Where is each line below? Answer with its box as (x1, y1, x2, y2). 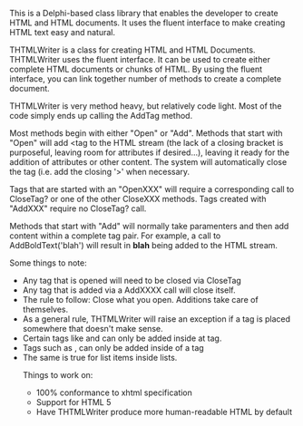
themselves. (22, 304, 69, 315)
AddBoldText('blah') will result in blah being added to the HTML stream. (9, 240, 279, 250)
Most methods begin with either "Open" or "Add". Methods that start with (9, 128, 283, 139)
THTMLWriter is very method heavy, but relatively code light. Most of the (9, 101, 282, 111)
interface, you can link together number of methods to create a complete (9, 73, 282, 84)
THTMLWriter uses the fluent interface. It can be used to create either (9, 54, 270, 64)
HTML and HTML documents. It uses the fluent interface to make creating (9, 17, 286, 28)
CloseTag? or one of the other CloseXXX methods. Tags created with (9, 194, 267, 204)
